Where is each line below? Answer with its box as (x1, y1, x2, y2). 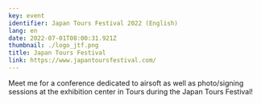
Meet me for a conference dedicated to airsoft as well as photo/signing (8, 78, 244, 88)
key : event (8, 11, 45, 20)
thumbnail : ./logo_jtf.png (8, 42, 99, 50)
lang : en (8, 26, 38, 34)
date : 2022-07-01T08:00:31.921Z (8, 34, 117, 42)
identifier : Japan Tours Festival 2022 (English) (8, 19, 179, 27)
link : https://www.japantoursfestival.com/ (8, 57, 157, 65)
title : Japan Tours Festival (8, 49, 106, 57)
